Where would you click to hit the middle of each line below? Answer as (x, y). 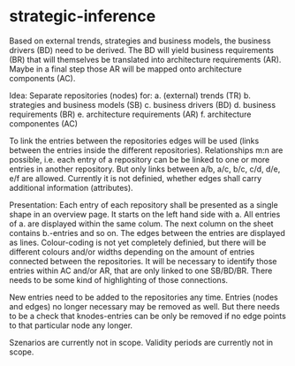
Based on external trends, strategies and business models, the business (140, 41)
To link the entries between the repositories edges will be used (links (134, 141)
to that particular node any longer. (71, 325)
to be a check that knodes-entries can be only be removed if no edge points (148, 316)
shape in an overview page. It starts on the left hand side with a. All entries (145, 214)
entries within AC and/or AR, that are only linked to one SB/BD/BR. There (141, 271)
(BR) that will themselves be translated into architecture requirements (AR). (145, 59)
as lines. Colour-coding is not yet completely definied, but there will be (138, 242)
